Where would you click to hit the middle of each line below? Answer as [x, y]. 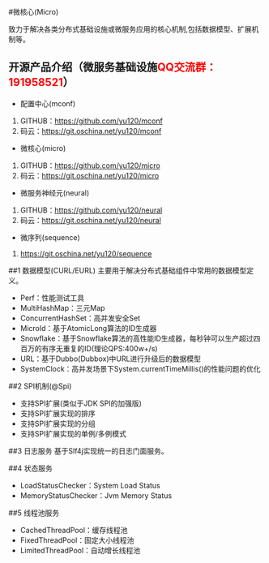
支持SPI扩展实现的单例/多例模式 [73, 433]
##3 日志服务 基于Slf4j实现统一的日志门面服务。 [88, 451]
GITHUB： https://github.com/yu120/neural [91, 210]
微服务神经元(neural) [55, 192]
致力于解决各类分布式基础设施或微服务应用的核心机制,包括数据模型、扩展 [130, 29]
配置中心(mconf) [48, 103]
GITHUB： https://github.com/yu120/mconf [92, 121]
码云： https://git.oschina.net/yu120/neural [91, 220]
